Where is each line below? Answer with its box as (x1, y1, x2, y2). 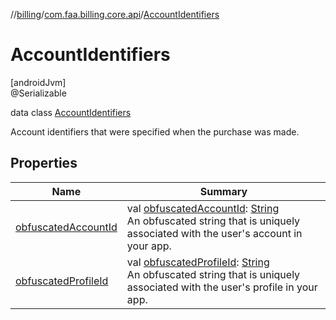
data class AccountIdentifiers (10, 106, 132, 118)
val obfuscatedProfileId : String (126, 255, 270, 269)
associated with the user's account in (126, 226, 303, 240)
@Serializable (10, 87, 67, 99)
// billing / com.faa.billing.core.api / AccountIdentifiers (10, 9, 220, 20)
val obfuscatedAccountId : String (126, 201, 280, 215)
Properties (10, 155, 78, 172)
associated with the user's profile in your (126, 280, 318, 294)
